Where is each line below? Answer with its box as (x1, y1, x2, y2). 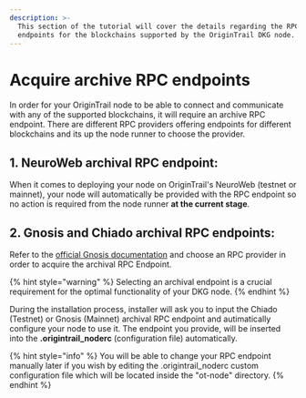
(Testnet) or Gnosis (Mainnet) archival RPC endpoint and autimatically (9, 313, 271, 324)
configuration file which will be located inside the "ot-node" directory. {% (9, 370, 284, 381)
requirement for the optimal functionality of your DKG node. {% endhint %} (9, 286, 290, 297)
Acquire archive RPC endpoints (9, 69, 250, 90)
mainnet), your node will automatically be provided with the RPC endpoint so (9, 189, 297, 200)
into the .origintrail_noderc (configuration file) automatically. (9, 332, 239, 343)
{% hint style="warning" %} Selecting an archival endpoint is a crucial (9, 276, 273, 287)
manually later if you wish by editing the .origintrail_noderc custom (9, 360, 260, 371)
